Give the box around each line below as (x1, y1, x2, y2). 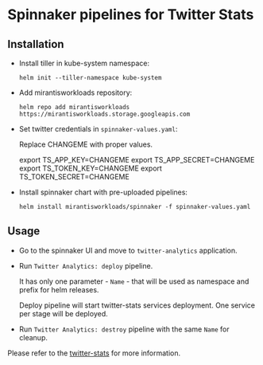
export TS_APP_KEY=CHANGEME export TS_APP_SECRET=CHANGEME (18, 155, 255, 164)
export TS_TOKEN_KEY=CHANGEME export (18, 163, 162, 173)
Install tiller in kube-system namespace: (18, 58, 150, 68)
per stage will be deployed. (18, 308, 108, 318)
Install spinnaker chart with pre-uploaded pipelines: (18, 187, 188, 197)
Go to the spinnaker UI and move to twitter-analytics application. (18, 245, 238, 255)
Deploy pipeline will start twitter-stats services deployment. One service (18, 300, 256, 310)
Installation (7, 37, 64, 51)
